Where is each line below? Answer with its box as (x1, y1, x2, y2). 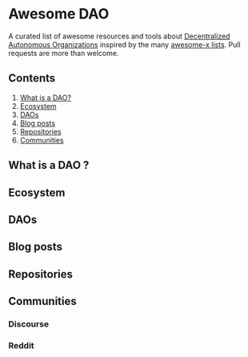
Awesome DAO (8, 5, 110, 23)
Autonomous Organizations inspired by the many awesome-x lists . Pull (8, 39, 242, 49)
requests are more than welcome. (8, 48, 119, 58)
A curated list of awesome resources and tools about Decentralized (8, 31, 230, 41)
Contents (8, 71, 56, 85)
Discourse (8, 319, 50, 330)
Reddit (8, 339, 34, 351)
